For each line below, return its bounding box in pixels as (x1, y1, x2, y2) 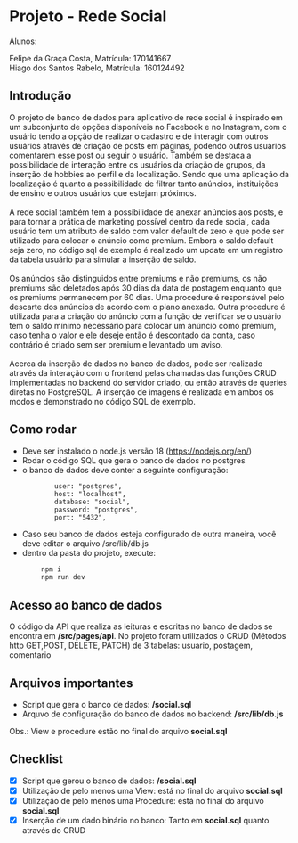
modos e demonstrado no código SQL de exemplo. (9, 396, 196, 406)
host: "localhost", (54, 489, 126, 498)
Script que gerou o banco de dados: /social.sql (21, 775, 197, 786)
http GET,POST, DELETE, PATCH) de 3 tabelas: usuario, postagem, (9, 640, 254, 651)
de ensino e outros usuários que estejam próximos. (9, 187, 197, 198)
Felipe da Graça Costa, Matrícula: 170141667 (9, 53, 172, 63)
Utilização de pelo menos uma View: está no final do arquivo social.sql (21, 785, 283, 796)
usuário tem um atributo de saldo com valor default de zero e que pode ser (9, 225, 285, 236)
